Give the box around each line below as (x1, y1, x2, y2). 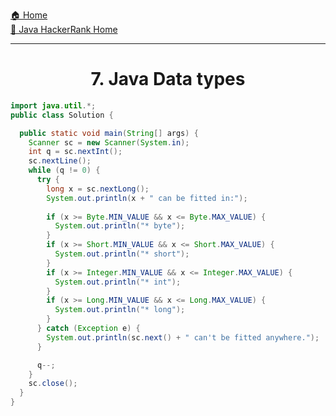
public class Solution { (10, 110, 114, 120)
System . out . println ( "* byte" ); (54, 221, 186, 231)
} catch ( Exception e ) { (36, 324, 141, 334)
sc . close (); (28, 379, 78, 389)
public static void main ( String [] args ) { (19, 128, 199, 138)
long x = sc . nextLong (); (46, 184, 150, 194)
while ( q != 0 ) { (28, 165, 101, 176)
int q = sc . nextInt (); (28, 147, 123, 157)
